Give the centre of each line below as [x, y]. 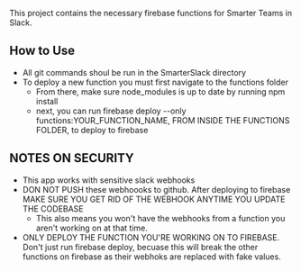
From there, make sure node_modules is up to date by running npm [160, 91]
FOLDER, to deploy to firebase [92, 130]
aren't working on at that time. [92, 228]
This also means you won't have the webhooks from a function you [160, 218]
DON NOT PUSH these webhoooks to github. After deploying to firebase [156, 189]
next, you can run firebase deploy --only [111, 111]
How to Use [42, 51]
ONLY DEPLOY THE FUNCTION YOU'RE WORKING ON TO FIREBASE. [151, 237]
